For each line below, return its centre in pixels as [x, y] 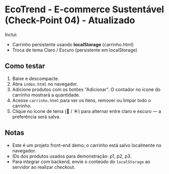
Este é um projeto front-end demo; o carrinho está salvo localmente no [87, 145]
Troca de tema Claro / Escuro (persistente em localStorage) [75, 50]
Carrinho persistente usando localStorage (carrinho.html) [73, 44]
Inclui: [11, 34]
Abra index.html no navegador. [45, 84]
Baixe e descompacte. [35, 79]
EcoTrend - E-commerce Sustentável [84, 9]
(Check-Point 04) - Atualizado [70, 20]
